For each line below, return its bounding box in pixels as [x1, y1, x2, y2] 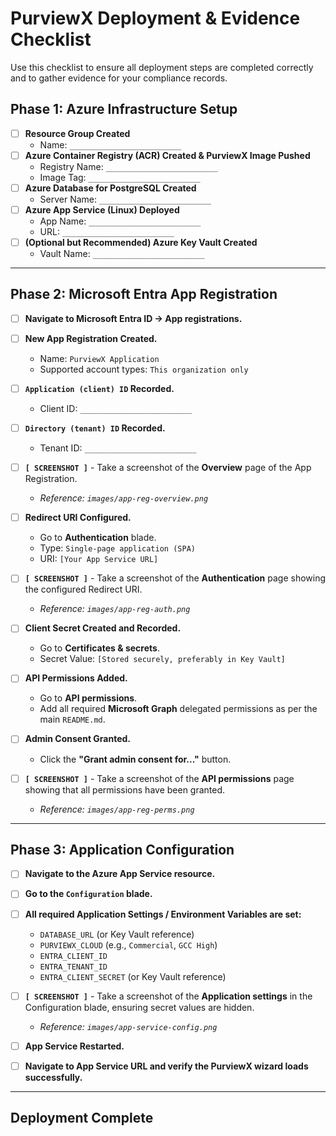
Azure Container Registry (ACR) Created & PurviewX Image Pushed [24, 149, 311, 161]
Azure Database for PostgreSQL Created [24, 182, 197, 194]
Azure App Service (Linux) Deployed [24, 203, 180, 216]
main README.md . [39, 713, 106, 726]
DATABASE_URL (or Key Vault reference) [39, 928, 195, 940]
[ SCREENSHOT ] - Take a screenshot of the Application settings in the [24, 990, 313, 1002]
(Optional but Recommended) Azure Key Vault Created [24, 237, 258, 248]
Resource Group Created [24, 127, 131, 139]
